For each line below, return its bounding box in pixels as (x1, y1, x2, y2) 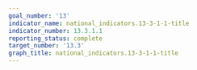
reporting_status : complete (8, 34, 103, 43)
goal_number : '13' (8, 11, 70, 20)
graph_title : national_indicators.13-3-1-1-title (8, 49, 179, 57)
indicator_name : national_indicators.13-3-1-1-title (8, 19, 190, 27)
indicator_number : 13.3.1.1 (8, 27, 103, 35)
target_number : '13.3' (8, 42, 85, 50)
